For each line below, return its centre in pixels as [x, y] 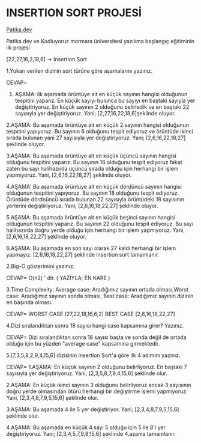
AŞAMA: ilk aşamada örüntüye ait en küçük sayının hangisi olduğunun [101, 94]
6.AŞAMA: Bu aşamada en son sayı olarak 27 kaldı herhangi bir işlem [91, 248]
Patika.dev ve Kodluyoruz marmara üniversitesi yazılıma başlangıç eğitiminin [100, 41]
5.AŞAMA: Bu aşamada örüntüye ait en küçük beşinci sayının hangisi [91, 217]
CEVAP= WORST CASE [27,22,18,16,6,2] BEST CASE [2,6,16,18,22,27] [91, 314]
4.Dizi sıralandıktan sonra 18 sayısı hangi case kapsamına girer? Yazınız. [95, 325]
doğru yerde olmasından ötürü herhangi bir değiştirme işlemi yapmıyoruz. [97, 391]
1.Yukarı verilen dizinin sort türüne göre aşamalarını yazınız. [79, 71]
